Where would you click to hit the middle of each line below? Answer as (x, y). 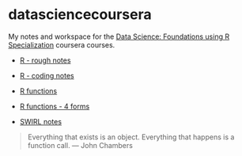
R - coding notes (47, 75)
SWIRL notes (40, 121)
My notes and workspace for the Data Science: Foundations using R (119, 36)
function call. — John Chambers (80, 145)
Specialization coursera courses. (62, 44)
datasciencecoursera (80, 15)
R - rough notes (45, 60)
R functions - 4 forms (55, 106)
